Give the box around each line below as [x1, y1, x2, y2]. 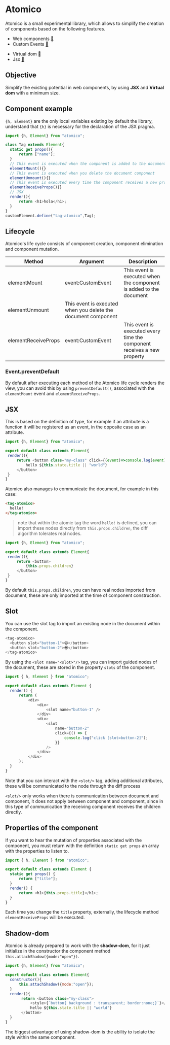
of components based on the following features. [5, 25, 105, 31]
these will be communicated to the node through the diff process [5, 783, 141, 789]
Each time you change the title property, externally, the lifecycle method [5, 909, 159, 915]
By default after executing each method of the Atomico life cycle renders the [5, 380, 165, 386]
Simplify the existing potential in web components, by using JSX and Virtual [5, 84, 164, 90]
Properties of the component [5, 824, 99, 832]
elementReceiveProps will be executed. [5, 915, 85, 921]
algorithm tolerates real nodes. [17, 530, 82, 536]
